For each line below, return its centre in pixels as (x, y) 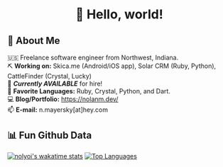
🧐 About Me (34, 41)
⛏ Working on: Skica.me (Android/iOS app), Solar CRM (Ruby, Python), (112, 66)
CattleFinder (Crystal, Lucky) (50, 76)
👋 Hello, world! (119, 15)
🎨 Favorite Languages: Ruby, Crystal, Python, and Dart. (89, 91)
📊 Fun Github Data (50, 136)
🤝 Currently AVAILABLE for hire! (55, 83)
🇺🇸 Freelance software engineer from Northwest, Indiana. (93, 57)
